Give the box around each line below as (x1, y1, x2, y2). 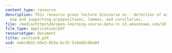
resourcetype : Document (5, 31, 56, 36)
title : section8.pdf (5, 36, 50, 41)
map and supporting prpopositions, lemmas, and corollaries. (10, 17, 143, 22)
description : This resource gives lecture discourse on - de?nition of (5, 12, 161, 17)
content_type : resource (5, 7, 56, 13)
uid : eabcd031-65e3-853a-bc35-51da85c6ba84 (5, 40, 100, 45)
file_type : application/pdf (5, 26, 66, 31)
